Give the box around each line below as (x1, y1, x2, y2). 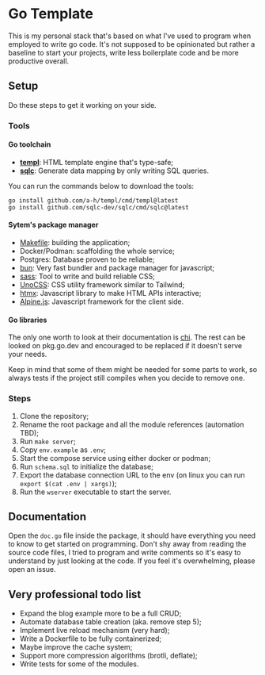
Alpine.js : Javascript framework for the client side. (19, 297, 184, 306)
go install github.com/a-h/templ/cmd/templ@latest (8, 196, 179, 205)
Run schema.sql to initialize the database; (19, 462, 154, 471)
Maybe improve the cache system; (19, 642, 133, 652)
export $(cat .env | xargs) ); (19, 478, 117, 488)
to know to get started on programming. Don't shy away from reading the (8, 539, 247, 549)
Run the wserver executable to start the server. (19, 487, 172, 497)
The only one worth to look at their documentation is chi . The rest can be (8, 332, 246, 342)
